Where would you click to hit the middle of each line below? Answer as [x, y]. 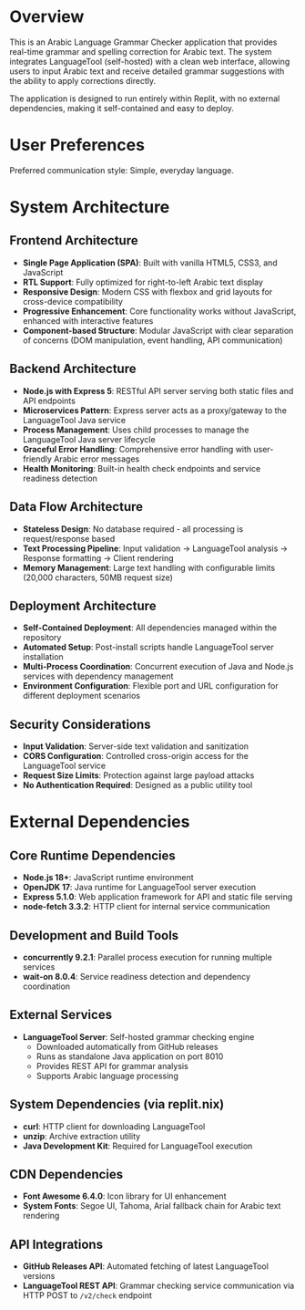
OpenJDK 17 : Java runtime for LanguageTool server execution [139, 888]
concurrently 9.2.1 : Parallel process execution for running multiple [147, 957]
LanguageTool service [64, 766]
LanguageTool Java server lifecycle [89, 439]
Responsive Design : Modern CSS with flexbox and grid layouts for [147, 291]
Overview [47, 17]
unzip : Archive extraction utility [81, 1136]
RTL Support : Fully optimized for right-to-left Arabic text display [143, 282]
